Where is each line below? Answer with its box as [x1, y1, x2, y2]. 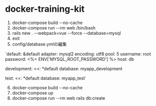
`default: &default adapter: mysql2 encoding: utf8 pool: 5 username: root [5, 51, 152, 57]
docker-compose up [12, 90, 54, 96]
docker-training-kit [5, 3, 85, 15]
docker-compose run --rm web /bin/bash [12, 25, 96, 30]
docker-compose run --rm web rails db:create [12, 95, 105, 101]
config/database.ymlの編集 [12, 41, 67, 47]
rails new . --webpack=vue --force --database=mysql [12, 30, 121, 36]
